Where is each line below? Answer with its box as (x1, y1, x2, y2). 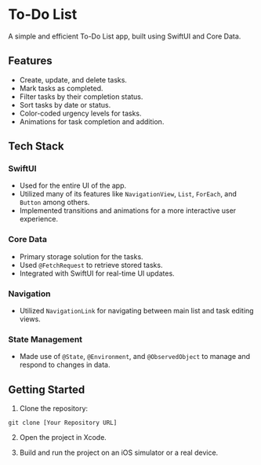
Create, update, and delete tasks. (19, 75, 128, 84)
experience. (19, 214, 59, 224)
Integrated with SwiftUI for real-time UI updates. (19, 269, 175, 278)
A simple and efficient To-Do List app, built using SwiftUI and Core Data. (8, 31, 241, 41)
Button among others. (19, 198, 90, 207)
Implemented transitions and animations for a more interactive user (19, 206, 237, 215)
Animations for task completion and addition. (19, 116, 165, 126)
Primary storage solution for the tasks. (19, 251, 143, 261)
